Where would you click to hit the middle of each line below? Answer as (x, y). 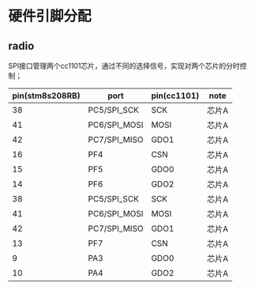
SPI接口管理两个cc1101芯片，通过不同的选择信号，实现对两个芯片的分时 (124, 66)
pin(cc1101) (175, 96)
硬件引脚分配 (50, 16)
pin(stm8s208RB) (46, 96)
